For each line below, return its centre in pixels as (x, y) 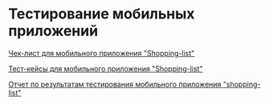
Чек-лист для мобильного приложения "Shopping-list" (102, 53)
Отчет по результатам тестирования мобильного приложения (115, 84)
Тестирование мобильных (102, 14)
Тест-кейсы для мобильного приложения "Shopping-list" (106, 68)
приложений (53, 31)
